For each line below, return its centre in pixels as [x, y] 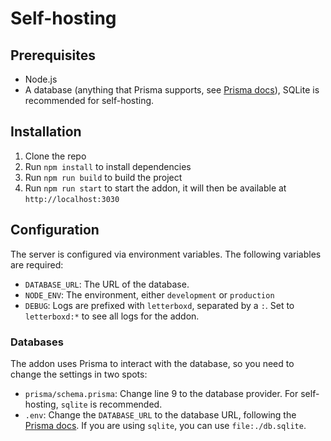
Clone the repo [55, 156]
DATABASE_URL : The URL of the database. [107, 284]
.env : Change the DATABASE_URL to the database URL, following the [160, 414]
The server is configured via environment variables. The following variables [166, 254]
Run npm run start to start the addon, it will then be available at [155, 188]
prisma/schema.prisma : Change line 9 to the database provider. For [161, 393]
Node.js [41, 79]
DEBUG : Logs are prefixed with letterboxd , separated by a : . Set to [159, 305]
